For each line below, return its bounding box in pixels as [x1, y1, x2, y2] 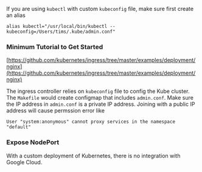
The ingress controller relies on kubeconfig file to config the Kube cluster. [6, 88, 190, 95]
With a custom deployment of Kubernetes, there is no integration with [6, 152, 181, 159]
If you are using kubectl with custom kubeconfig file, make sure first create [6, 5, 193, 12]
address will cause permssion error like [6, 107, 105, 114]
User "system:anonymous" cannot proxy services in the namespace [6, 119, 175, 125]
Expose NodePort [6, 138, 60, 146]
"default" [6, 124, 32, 130]
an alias [6, 12, 26, 19]
